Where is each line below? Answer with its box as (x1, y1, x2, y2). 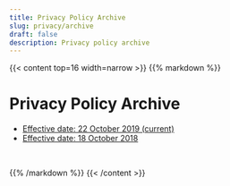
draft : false (9, 30, 58, 38)
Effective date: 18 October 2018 (21, 133, 139, 144)
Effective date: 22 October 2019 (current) (21, 123, 175, 134)
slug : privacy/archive (9, 21, 94, 30)
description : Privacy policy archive (9, 38, 150, 47)
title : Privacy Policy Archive (9, 13, 126, 22)
